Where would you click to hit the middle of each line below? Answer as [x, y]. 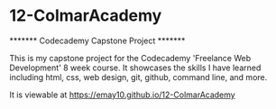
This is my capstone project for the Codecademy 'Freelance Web [130, 58]
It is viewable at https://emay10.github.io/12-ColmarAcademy [123, 95]
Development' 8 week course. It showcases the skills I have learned [135, 68]
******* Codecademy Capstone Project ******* [97, 41]
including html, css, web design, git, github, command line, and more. [138, 77]
